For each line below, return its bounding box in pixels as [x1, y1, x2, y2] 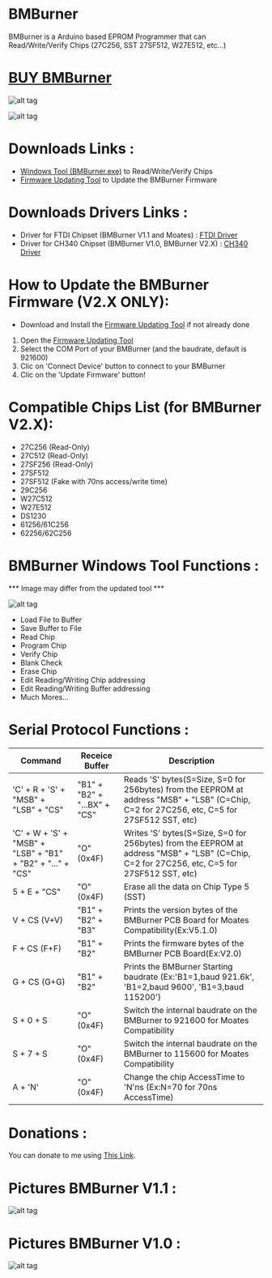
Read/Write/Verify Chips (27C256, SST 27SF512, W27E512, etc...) [8, 40, 227, 49]
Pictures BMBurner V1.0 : [8, 1234, 181, 1252]
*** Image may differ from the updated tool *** [8, 583, 164, 593]
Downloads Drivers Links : [8, 203, 189, 221]
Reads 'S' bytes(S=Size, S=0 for [123, 773, 246, 785]
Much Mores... [19, 692, 69, 701]
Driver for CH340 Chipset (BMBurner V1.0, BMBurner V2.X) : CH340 [19, 238, 249, 248]
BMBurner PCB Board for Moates [123, 914, 249, 926]
